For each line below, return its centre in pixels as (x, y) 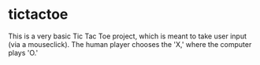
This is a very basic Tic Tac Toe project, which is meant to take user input (127, 36)
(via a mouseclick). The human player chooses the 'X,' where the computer (130, 44)
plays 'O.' (23, 52)
